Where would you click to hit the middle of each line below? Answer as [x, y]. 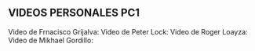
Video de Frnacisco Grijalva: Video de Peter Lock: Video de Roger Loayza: [128, 31]
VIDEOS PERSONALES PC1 [74, 13]
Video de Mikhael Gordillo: [51, 40]
